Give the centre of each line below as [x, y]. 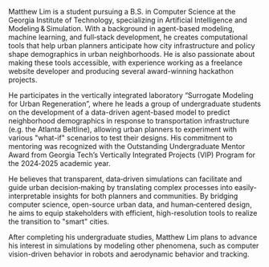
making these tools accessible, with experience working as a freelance [126, 63]
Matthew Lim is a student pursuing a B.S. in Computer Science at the [122, 12]
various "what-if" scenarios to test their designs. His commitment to [121, 138]
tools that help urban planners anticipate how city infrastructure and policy [132, 46]
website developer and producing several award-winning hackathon [121, 71]
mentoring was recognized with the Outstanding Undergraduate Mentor [127, 146]
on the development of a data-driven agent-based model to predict [119, 112]
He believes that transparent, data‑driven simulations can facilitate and [125, 179]
